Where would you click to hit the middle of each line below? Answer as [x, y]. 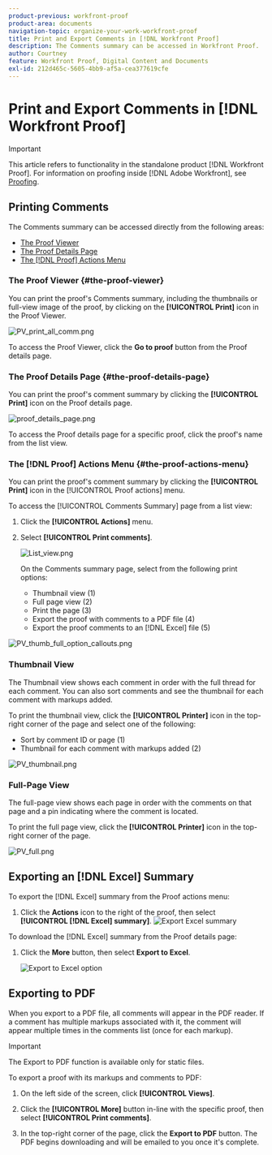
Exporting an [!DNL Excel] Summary [101, 877]
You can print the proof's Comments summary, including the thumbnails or [133, 298]
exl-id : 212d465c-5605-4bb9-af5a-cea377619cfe [89, 69]
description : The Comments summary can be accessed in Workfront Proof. [134, 46]
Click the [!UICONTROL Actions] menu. [86, 522]
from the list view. [38, 443]
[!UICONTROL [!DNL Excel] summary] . [86, 920]
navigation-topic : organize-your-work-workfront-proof [103, 31]
